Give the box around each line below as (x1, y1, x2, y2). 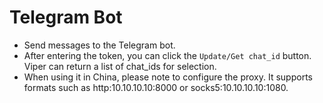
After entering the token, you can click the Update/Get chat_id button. (23, 49, 312, 61)
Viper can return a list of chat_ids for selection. (23, 60, 217, 72)
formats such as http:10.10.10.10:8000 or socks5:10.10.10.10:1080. (23, 81, 289, 93)
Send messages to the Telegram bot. (23, 39, 176, 51)
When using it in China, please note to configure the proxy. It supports (23, 71, 313, 83)
